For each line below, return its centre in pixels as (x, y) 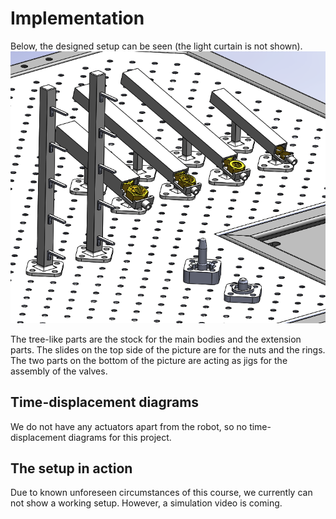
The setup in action (71, 468)
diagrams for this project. (120, 437)
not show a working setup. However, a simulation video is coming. (146, 503)
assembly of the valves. (59, 371)
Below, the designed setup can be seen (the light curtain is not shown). (156, 46)
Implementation (77, 18)
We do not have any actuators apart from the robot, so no (129, 426)
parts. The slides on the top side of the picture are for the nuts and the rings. (168, 349)
